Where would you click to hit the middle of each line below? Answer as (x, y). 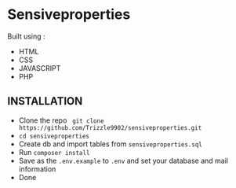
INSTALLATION (45, 101)
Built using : (26, 36)
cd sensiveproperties (54, 136)
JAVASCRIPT (40, 68)
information (37, 169)
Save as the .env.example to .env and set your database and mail (123, 160)
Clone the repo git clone (61, 120)
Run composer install (54, 152)
